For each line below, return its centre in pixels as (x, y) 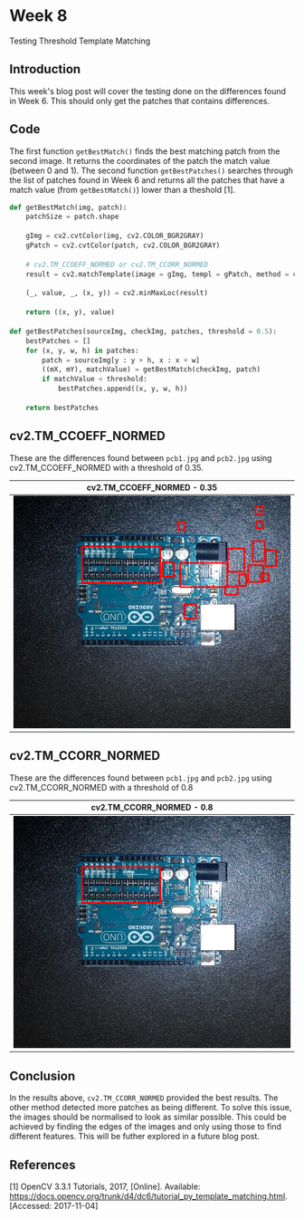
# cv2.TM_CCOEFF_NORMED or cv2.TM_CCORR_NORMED (117, 264)
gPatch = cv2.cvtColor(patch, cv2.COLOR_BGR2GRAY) (123, 245)
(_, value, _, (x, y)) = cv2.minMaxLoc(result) (117, 293)
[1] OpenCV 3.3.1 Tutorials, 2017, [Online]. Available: (105, 1186)
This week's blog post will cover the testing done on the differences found (148, 91)
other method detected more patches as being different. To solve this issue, (151, 1108)
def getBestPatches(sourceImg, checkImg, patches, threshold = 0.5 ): (143, 331)
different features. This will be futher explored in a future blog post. (135, 1137)
